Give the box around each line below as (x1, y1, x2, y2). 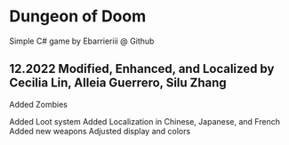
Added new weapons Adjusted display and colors (9, 125, 191, 136)
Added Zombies (9, 99, 68, 109)
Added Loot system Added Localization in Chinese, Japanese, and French (9, 116, 280, 126)
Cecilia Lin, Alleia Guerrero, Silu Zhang (9, 76, 227, 91)
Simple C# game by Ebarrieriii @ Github (9, 36, 155, 46)
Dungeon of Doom (9, 6, 147, 27)
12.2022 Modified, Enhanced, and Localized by (9, 61, 275, 77)
